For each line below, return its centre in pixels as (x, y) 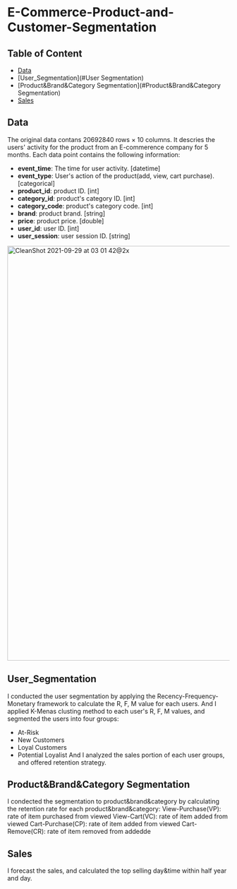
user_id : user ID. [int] (48, 228)
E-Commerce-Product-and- (91, 12)
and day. (20, 878)
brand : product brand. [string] (61, 213)
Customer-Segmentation (82, 27)
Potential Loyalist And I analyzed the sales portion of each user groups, (121, 755)
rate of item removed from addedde (99, 832)
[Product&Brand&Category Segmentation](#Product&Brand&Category (119, 85)
